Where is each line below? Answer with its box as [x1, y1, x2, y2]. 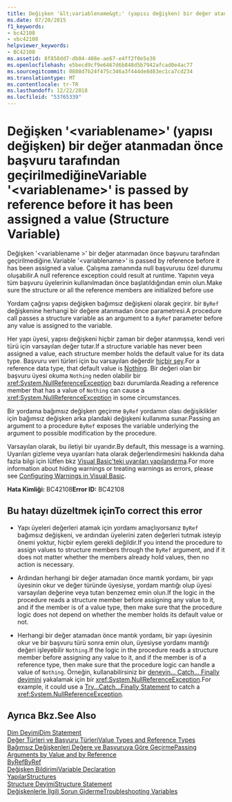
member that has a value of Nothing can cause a [7, 386, 145, 394]
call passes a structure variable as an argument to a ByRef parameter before [7, 314, 223, 322]
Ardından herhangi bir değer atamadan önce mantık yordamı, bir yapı [17, 573, 214, 581]
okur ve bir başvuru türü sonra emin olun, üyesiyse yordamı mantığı [17, 638, 209, 646]
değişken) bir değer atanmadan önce [7, 138, 224, 154]
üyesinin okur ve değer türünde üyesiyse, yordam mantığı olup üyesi [17, 581, 212, 589]
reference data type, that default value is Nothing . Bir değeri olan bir [7, 364, 202, 372]
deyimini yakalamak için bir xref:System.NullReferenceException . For [17, 675, 212, 683]
